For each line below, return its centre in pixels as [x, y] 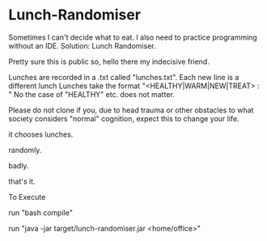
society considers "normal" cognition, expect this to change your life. [124, 118]
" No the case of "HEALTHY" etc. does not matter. [92, 94]
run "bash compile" [40, 213]
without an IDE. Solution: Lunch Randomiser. [82, 45]
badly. [19, 165]
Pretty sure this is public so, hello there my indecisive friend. [109, 61]
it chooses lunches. [41, 134]
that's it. [22, 181]
